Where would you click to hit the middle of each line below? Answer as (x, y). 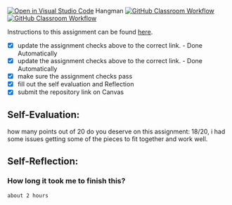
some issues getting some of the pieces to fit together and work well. (108, 139)
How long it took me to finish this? (66, 181)
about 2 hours (28, 196)
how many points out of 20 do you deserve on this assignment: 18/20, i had (116, 132)
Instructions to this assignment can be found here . (80, 32)
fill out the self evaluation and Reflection (76, 84)
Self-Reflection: (43, 161)
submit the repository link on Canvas (71, 92)
